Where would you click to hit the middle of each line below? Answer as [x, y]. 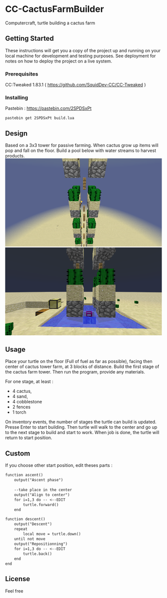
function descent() [25, 519]
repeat [21, 529]
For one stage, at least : [29, 381]
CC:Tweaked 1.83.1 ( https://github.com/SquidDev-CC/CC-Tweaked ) [76, 85]
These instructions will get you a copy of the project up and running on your [83, 50]
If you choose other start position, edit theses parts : [59, 465]
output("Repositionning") [41, 544]
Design [16, 133]
